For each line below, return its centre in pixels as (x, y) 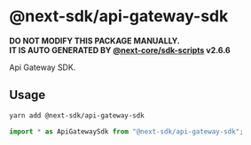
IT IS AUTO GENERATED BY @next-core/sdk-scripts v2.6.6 (120, 50)
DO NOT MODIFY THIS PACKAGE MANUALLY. (94, 41)
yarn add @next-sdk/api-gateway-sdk (77, 115)
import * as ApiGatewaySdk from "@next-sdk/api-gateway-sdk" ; (126, 131)
